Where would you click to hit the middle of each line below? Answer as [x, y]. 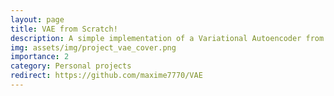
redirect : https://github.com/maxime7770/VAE [106, 76]
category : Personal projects [71, 66]
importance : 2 [40, 57]
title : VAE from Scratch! [64, 29]
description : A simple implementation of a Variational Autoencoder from [167, 38]
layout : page [37, 19]
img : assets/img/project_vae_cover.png [93, 47]
